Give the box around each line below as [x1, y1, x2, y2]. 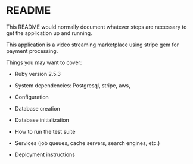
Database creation [14, 105, 61, 112]
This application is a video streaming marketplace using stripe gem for [6, 41, 179, 48]
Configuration [14, 93, 49, 100]
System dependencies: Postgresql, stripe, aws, [14, 81, 130, 89]
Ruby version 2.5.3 [14, 70, 61, 77]
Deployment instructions [14, 151, 76, 158]
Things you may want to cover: [6, 59, 82, 66]
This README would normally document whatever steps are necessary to [6, 23, 187, 30]
